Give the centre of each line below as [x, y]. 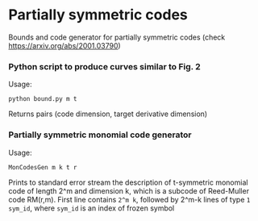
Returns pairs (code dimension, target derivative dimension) [108, 114]
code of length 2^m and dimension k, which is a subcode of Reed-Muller [129, 190]
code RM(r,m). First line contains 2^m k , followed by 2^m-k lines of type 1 [129, 199]
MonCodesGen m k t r [43, 167]
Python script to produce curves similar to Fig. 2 [104, 66]
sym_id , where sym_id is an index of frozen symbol [92, 208]
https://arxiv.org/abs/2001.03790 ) [64, 45]
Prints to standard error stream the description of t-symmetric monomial [128, 182]
